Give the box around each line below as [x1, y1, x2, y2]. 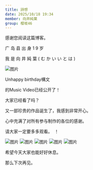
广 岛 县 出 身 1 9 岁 [5, 45, 44, 51]
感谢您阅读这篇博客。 [5, 35, 48, 41]
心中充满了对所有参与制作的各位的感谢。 [5, 118, 87, 124]
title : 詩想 [5, 7, 28, 12]
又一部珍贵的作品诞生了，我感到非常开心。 [5, 108, 91, 114]
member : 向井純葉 [5, 16, 38, 21]
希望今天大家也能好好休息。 [5, 149, 61, 155]
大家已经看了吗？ [5, 97, 40, 103]
